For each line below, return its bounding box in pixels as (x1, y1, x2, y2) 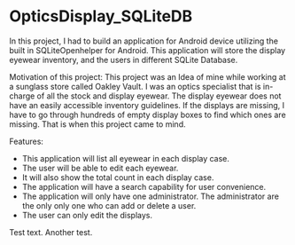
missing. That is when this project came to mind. (9, 118, 186, 130)
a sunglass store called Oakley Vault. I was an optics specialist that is (9, 81, 261, 91)
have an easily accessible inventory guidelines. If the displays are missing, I (9, 99, 285, 110)
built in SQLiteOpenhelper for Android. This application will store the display (9, 44, 286, 55)
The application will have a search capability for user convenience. (21, 181, 267, 192)
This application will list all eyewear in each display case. (21, 153, 230, 163)
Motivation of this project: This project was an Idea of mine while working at (9, 71, 286, 82)
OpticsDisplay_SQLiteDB (9, 6, 193, 27)
